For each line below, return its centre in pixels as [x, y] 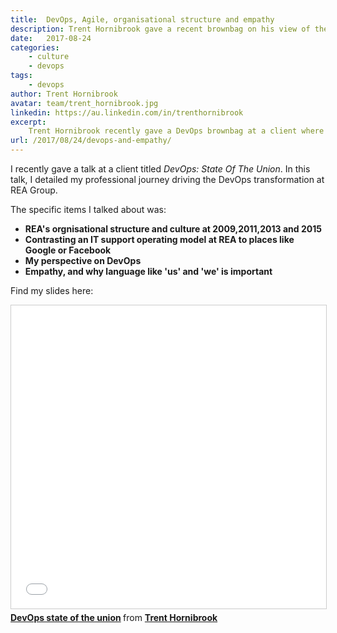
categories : [35, 47]
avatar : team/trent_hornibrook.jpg [84, 103]
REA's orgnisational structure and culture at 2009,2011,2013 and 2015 [173, 229]
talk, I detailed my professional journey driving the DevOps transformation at [167, 179]
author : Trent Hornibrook [64, 94]
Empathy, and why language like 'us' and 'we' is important [148, 271]
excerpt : [28, 122]
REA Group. [34, 190]
